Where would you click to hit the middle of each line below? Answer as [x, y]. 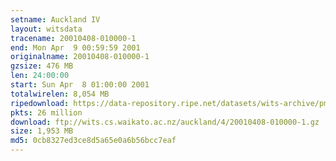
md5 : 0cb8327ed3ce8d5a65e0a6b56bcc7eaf [93, 141]
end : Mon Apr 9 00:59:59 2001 [75, 47]
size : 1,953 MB [42, 131]
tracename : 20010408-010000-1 [73, 38]
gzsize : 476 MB [42, 66]
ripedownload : [40, 103]
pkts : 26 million [46, 112]
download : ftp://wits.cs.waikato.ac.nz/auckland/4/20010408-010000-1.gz [165, 122]
